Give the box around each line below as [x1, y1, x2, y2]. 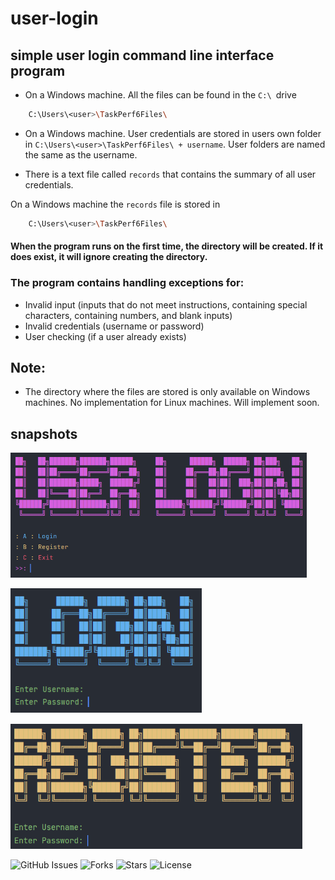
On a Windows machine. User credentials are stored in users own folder [24, 127, 322, 139]
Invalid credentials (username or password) [24, 320, 205, 332]
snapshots [10, 425, 78, 442]
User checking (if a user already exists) [24, 330, 187, 342]
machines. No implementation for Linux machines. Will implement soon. [24, 397, 320, 409]
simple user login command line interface [10, 47, 275, 64]
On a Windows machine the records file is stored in [10, 198, 221, 210]
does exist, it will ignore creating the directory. [10, 251, 208, 263]
